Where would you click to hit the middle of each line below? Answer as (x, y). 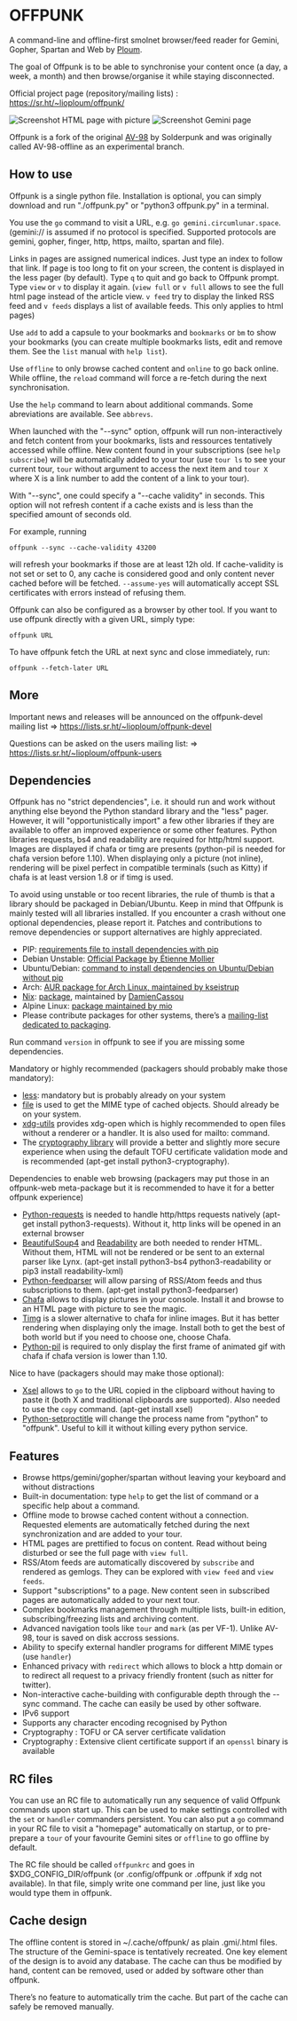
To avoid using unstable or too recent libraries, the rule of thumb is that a (142, 895)
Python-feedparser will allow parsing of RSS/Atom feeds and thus (142, 1281)
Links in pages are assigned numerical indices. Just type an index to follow (146, 258)
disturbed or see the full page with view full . (105, 1553)
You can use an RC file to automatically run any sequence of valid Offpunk (145, 1800)
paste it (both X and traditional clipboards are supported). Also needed (151, 1400)
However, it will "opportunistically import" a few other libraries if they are (142, 821)
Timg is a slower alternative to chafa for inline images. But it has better (151, 1318)
